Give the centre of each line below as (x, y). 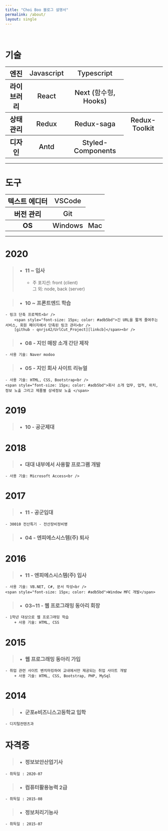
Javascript (46, 73)
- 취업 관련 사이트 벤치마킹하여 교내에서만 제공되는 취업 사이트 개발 (66, 671)
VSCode (68, 201)
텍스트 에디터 (28, 201)
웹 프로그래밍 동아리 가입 (53, 659)
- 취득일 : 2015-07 (24, 824)
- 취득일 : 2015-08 (24, 799)
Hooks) (95, 101)
